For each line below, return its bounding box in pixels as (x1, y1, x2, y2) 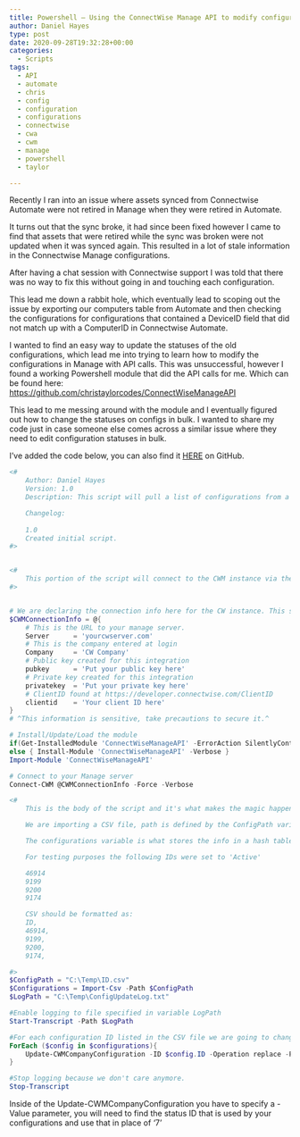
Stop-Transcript (9, 1083, 70, 1091)
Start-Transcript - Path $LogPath (9, 1016, 134, 1025)
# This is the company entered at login (25, 640, 178, 648)
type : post (9, 29, 50, 38)
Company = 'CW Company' (25, 648, 129, 657)
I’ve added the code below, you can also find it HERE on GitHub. (9, 450, 245, 461)
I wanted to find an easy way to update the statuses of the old (9, 340, 237, 351)
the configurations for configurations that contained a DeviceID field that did (9, 314, 290, 324)
